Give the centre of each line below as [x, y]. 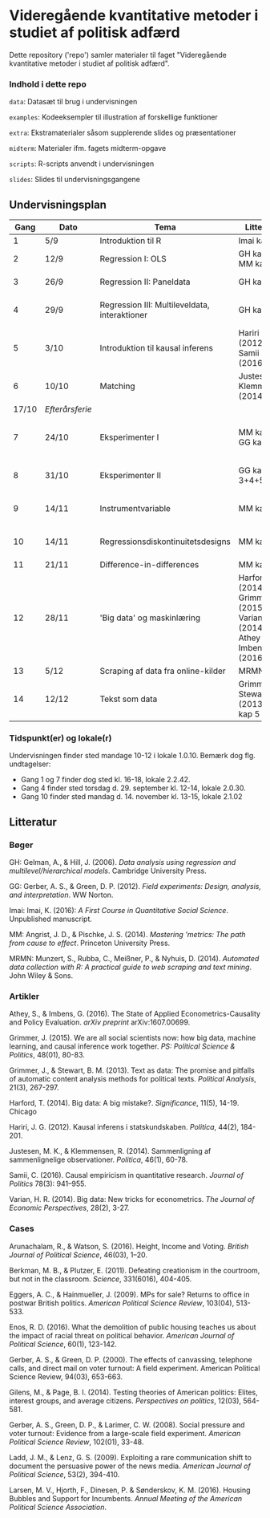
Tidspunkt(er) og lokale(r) [60, 738]
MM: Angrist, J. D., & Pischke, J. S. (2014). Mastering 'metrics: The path [128, 935]
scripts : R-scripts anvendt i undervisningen [82, 164]
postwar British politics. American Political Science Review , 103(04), [122, 1303]
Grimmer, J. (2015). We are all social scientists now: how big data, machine [133, 1038]
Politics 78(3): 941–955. [48, 1184]
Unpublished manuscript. [51, 919]
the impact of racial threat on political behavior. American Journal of [122, 1335]
